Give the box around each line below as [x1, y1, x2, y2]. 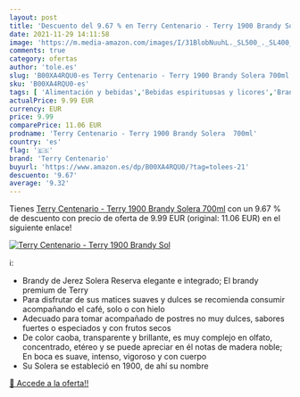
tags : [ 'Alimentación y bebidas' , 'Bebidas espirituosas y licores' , [9, 87, 274, 96]
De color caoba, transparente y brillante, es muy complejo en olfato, [21, 332, 273, 343]
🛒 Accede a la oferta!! [9, 378, 89, 389]
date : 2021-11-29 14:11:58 [9, 29, 110, 38]
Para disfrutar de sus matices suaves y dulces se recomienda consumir [21, 294, 286, 305]
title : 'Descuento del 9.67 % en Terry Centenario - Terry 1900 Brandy [9, 21, 281, 30]
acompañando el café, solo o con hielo [21, 304, 165, 315]
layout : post [9, 12, 58, 22]
